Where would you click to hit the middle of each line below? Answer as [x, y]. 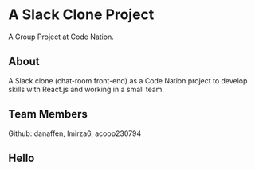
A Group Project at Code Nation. [61, 37]
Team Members [48, 114]
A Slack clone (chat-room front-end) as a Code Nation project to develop [128, 80]
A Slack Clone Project [81, 15]
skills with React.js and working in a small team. [86, 89]
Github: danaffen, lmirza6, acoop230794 [75, 133]
